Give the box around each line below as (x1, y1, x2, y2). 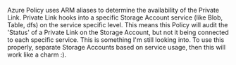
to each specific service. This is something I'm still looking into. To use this (7, 36, 225, 44)
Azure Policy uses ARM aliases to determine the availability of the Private (7, 6, 220, 14)
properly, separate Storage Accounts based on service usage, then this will (7, 43, 226, 51)
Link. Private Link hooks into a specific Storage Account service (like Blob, (7, 13, 223, 22)
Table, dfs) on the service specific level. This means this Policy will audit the (7, 21, 228, 29)
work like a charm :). (7, 50, 67, 59)
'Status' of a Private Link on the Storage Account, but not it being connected (7, 28, 229, 36)
